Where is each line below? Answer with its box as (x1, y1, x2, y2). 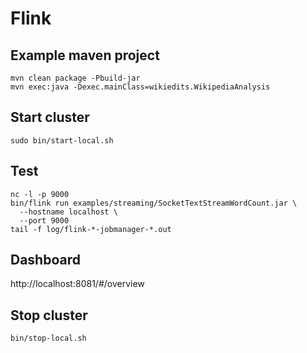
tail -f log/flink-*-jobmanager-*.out (10, 224, 172, 234)
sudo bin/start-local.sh (10, 135, 114, 146)
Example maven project (10, 47, 160, 64)
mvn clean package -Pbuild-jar (10, 73, 141, 83)
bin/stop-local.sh (10, 333, 87, 344)
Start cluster (10, 109, 90, 126)
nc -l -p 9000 (10, 189, 70, 199)
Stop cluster (10, 307, 88, 324)
